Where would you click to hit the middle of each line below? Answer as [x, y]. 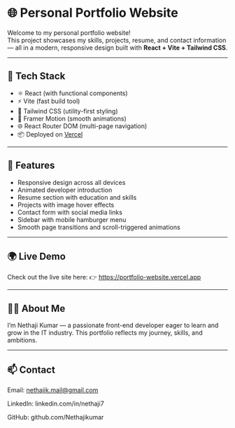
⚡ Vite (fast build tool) [49, 101]
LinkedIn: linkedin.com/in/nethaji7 [56, 403]
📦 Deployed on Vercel [50, 134]
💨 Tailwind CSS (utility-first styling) [67, 111]
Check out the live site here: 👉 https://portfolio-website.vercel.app [104, 277]
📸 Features [31, 166]
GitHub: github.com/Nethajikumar [56, 417]
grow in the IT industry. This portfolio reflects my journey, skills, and [105, 333]
